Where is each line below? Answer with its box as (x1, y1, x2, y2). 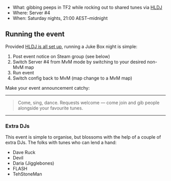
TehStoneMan (12, 171, 42, 177)
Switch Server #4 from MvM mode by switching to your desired (12, 59, 146, 65)
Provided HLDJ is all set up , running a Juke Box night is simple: (5, 43, 137, 49)
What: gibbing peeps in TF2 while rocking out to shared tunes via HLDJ (12, 5, 162, 10)
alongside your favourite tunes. (17, 105, 83, 111)
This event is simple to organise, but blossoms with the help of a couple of (5, 134, 161, 140)
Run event (12, 69, 34, 75)
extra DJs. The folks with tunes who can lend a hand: (5, 140, 117, 146)
